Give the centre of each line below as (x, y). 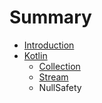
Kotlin (35, 55)
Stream (53, 77)
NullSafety (60, 87)
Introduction (49, 45)
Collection (59, 66)
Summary (50, 17)
